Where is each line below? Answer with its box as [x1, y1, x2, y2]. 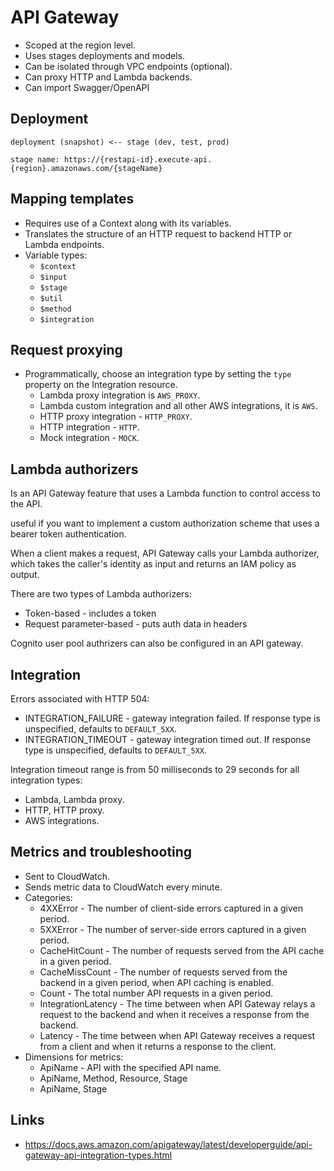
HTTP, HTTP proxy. [24, 804, 105, 816]
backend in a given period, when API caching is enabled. [39, 976, 274, 988]
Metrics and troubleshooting [10, 844, 193, 861]
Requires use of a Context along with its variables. [24, 217, 232, 229]
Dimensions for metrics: [24, 1051, 124, 1063]
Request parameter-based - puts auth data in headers [24, 618, 248, 630]
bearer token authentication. [10, 528, 127, 540]
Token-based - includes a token [24, 607, 157, 620]
